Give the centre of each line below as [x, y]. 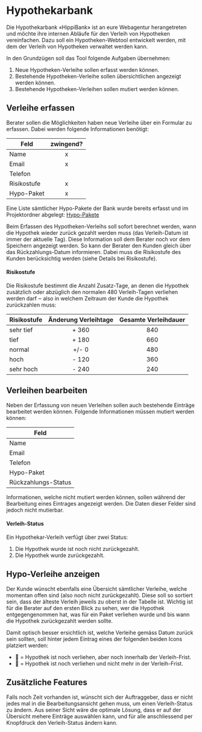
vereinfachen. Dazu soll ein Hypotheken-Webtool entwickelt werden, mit [96, 40]
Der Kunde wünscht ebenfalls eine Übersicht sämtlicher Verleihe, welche [97, 588]
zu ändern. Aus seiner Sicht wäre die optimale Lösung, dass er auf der [94, 710]
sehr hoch [24, 369]
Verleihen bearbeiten [47, 391]
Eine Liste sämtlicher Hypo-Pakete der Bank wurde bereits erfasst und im [97, 208]
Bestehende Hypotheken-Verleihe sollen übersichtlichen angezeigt [98, 76]
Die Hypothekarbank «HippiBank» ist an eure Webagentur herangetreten [96, 27]
